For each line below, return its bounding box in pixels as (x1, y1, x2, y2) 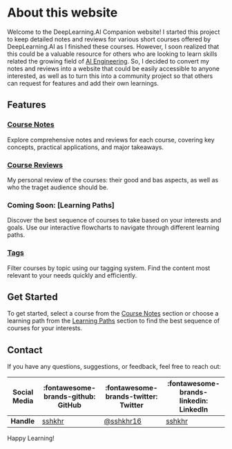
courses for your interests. (7, 324, 83, 332)
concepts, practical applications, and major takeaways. (7, 143, 164, 151)
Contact (7, 344, 43, 356)
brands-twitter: (105, 392, 158, 401)
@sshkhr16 (104, 417, 142, 426)
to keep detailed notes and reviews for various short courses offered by (7, 35, 211, 43)
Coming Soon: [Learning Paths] (7, 200, 115, 210)
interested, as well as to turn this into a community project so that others (7, 71, 213, 80)
